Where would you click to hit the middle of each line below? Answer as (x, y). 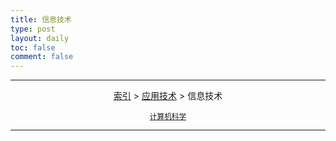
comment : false (42, 57)
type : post (33, 29)
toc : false (33, 47)
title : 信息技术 (41, 19)
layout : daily (40, 38)
